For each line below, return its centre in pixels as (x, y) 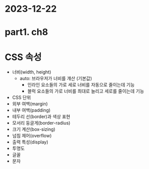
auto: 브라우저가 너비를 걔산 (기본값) (56, 78)
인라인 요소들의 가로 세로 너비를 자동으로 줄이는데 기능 (81, 85)
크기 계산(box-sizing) (34, 129)
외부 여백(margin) (30, 104)
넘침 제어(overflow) (32, 136)
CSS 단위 (21, 98)
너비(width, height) (32, 72)
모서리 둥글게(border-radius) (41, 123)
